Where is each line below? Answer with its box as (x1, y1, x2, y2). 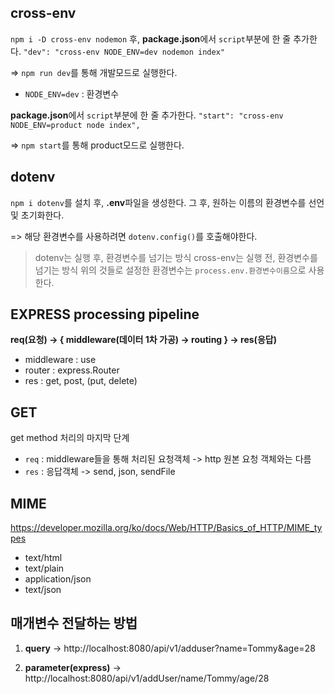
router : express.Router (24, 364, 120, 376)
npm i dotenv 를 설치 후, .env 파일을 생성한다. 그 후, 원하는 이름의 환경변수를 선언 (10, 196, 325, 208)
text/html (24, 552, 63, 564)
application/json (24, 573, 92, 585)
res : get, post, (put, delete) (24, 375, 138, 387)
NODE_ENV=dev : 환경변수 (24, 87, 120, 100)
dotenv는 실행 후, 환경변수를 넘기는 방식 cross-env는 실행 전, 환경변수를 (34, 251, 318, 263)
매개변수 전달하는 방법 (10, 615, 138, 632)
